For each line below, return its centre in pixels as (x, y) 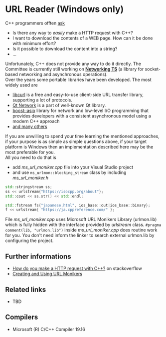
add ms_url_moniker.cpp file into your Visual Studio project (73, 167)
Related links (26, 289)
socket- (153, 69)
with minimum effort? (34, 43)
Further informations (38, 256)
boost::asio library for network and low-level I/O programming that (80, 110)
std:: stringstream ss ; (29, 187)
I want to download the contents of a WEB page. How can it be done (83, 38)
